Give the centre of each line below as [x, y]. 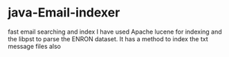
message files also [35, 46]
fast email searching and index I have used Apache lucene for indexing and [115, 32]
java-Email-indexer [64, 13]
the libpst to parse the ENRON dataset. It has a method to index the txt [108, 38]
